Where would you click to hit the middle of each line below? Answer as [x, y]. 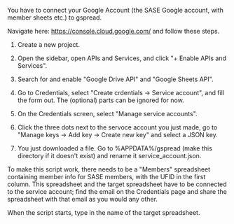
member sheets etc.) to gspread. [55, 17]
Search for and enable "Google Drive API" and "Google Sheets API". [115, 79]
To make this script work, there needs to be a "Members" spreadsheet [109, 169]
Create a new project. [49, 44]
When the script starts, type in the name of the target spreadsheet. [104, 212]
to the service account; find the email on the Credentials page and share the [117, 191]
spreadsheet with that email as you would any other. [82, 199]
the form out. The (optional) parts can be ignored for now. [101, 100]
